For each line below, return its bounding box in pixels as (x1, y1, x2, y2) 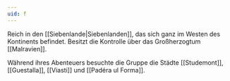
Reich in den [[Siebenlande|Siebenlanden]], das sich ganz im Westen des (7, 30, 221, 38)
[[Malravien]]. (7, 44, 47, 53)
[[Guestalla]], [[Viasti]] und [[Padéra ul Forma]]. (7, 66, 145, 74)
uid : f (7, 10, 27, 18)
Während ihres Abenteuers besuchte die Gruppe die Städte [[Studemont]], (7, 58, 224, 67)
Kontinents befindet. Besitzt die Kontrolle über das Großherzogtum (7, 37, 201, 46)
